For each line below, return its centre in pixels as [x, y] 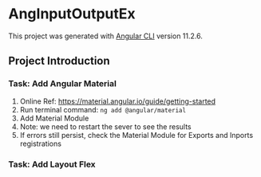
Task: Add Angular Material [63, 84]
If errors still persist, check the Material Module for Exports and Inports [136, 135]
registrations [41, 144]
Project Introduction [59, 61]
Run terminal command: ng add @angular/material [103, 109]
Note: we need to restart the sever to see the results [105, 126]
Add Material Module [54, 118]
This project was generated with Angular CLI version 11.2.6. [106, 36]
